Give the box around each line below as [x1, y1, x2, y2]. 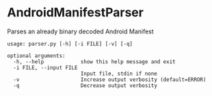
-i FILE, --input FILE [13, 64, 78, 71]
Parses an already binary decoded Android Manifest [7, 27, 154, 35]
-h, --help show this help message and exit [13, 58, 176, 65]
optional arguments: [7, 52, 66, 59]
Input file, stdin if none [80, 70, 157, 77]
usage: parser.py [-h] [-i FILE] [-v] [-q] [7, 40, 133, 47]
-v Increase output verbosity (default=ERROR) [13, 76, 207, 83]
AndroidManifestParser [7, 5, 144, 20]
